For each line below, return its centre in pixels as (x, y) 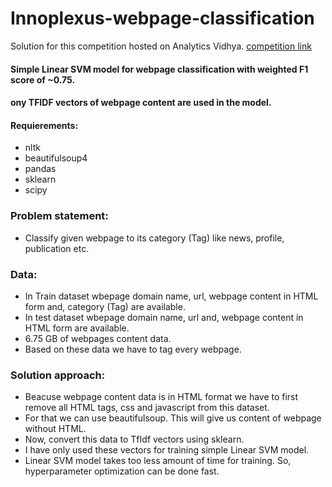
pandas (40, 169)
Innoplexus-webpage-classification (162, 18)
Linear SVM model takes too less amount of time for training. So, (158, 461)
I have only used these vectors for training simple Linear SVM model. (167, 450)
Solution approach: (58, 375)
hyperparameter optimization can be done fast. (122, 471)
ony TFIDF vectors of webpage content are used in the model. (141, 103)
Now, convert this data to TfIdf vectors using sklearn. (134, 439)
